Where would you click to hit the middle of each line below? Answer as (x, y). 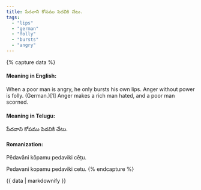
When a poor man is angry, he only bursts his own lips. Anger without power (100, 89)
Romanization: (25, 144)
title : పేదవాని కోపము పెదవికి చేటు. (45, 12)
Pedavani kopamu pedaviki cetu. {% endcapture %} (70, 169)
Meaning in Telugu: (31, 116)
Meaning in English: (31, 76)
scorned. (17, 102)
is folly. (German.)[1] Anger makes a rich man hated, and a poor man (91, 96)
